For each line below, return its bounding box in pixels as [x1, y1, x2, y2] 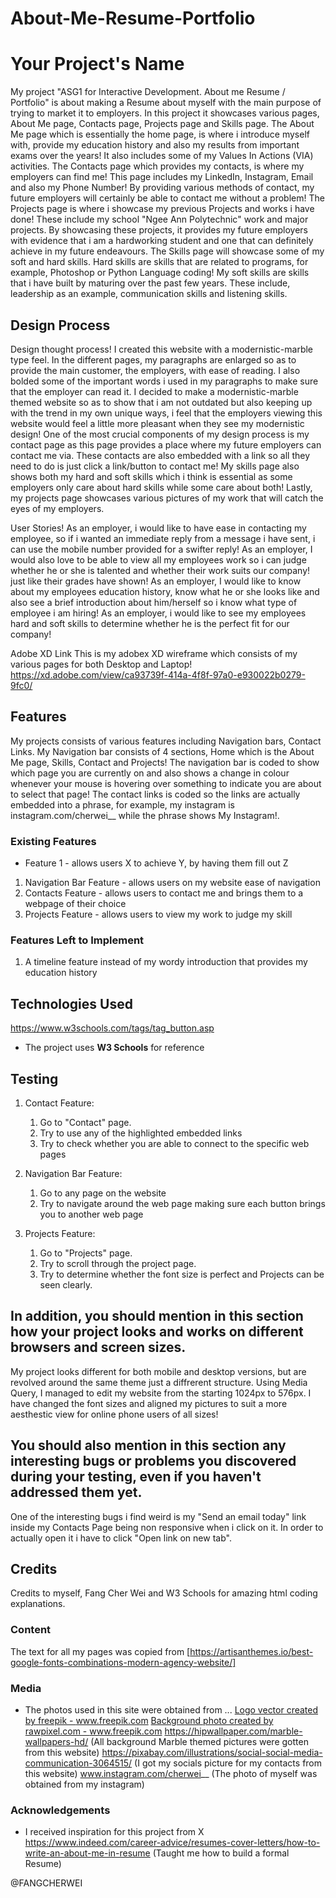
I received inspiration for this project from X [24, 1826, 205, 1838]
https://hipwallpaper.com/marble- [164, 1725, 303, 1737]
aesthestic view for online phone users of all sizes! [10, 1408, 219, 1420]
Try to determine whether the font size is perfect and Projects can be [39, 1268, 325, 1280]
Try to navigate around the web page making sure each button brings [39, 1197, 326, 1209]
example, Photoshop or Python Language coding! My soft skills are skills [10, 267, 310, 279]
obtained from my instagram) [24, 1778, 145, 1790]
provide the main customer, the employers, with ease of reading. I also [10, 364, 301, 376]
